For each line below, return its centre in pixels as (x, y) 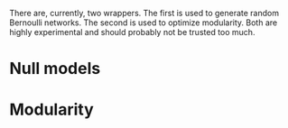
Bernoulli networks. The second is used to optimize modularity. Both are (144, 23)
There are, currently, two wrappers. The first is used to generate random (144, 13)
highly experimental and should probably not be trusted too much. (132, 32)
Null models (55, 69)
